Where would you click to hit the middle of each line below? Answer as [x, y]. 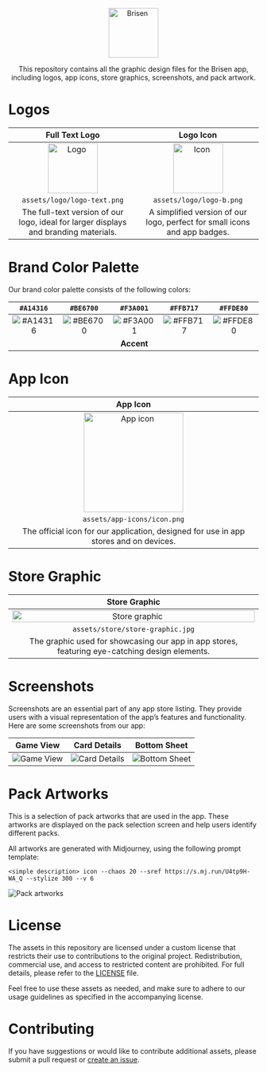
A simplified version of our [198, 212]
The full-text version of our [73, 212]
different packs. [34, 833]
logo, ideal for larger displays [73, 221]
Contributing [51, 1029]
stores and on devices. [133, 541]
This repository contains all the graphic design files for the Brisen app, [133, 69]
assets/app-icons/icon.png [133, 519]
